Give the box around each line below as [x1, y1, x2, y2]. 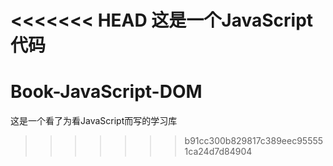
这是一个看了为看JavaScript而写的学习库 [10, 115, 178, 127]
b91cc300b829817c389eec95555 [184, 135, 324, 147]
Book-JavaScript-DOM [10, 81, 203, 103]
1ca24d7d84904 [184, 146, 253, 158]
